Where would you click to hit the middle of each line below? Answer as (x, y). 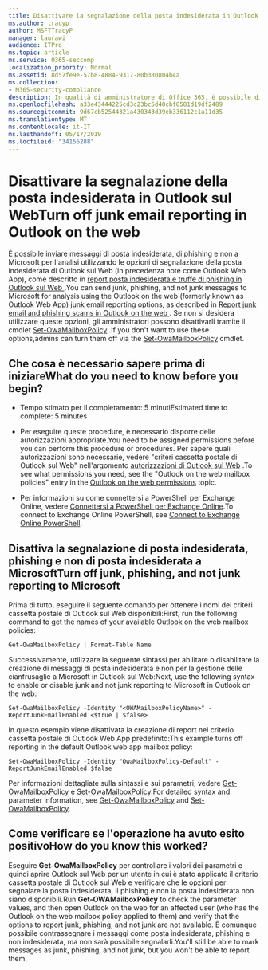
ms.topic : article (39, 53)
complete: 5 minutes (53, 416)
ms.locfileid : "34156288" (51, 141)
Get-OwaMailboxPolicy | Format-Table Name (80, 645)
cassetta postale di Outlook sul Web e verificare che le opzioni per (117, 882)
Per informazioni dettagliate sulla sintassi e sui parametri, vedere (114, 783)
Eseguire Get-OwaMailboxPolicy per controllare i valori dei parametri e (126, 865)
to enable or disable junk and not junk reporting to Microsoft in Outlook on (130, 685)
